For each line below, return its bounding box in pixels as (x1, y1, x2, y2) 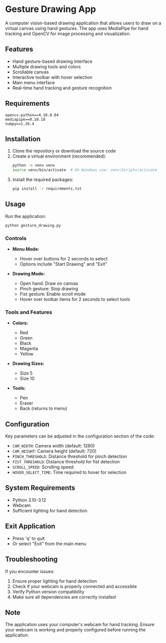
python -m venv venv (12, 163, 55, 168)
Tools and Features (5, 308, 52, 315)
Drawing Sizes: (12, 361, 45, 367)
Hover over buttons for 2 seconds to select (19, 255, 108, 261)
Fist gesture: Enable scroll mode (19, 291, 86, 297)
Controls (5, 234, 27, 241)
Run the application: (5, 213, 46, 219)
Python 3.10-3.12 (12, 497, 46, 503)
